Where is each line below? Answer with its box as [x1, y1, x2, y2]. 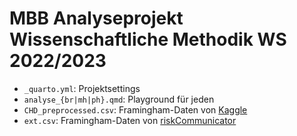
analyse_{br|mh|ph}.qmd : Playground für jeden [23, 93, 215, 105]
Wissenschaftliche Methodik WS [9, 28, 287, 51]
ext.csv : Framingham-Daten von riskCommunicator [23, 114, 237, 126]
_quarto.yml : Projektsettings [23, 82, 141, 94]
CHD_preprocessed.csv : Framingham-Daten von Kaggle [23, 103, 248, 116]
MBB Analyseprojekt [9, 7, 184, 30]
